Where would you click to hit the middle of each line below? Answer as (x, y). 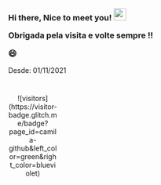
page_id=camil (33, 132)
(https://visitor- (33, 107)
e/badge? (33, 123)
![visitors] (33, 99)
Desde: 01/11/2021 (37, 71)
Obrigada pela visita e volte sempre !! (81, 35)
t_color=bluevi (33, 165)
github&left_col (33, 148)
